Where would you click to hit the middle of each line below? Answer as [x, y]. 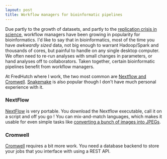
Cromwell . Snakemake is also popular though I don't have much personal [81, 82]
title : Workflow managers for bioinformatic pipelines [64, 15]
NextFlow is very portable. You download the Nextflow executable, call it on [83, 111]
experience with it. [24, 87]
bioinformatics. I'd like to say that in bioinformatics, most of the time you [80, 40]
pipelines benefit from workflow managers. [50, 67]
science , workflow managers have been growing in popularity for [73, 34]
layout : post [19, 10]
